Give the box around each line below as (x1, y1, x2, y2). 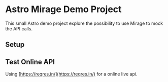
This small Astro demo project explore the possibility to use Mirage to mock (5, 20, 163, 26)
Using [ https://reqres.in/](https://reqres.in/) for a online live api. (5, 71, 138, 77)
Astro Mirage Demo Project (5, 4, 122, 15)
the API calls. (5, 25, 33, 31)
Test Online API (5, 57, 55, 66)
